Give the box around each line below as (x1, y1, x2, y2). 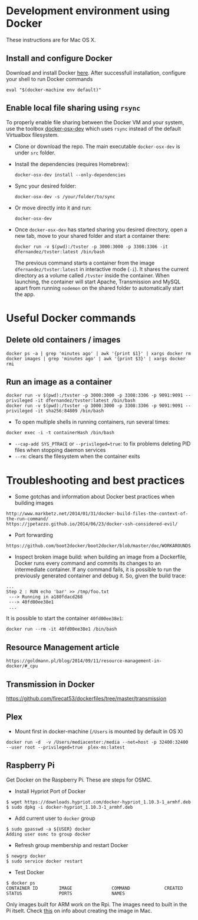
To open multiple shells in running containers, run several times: (14, 418, 170, 425)
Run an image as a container (6, 377, 113, 387)
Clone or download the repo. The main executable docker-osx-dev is (14, 143, 180, 150)
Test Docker (14, 869, 45, 876)
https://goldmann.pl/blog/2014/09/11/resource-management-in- (6, 658, 162, 664)
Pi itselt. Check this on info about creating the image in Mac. (6, 907, 152, 914)
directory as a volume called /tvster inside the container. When (14, 272, 170, 279)
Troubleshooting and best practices (6, 473, 185, 487)
